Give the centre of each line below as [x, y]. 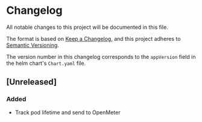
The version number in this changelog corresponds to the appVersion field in [101, 56]
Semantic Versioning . [33, 45]
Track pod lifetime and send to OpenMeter [68, 112]
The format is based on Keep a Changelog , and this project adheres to [93, 38]
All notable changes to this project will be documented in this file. [87, 27]
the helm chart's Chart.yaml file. [46, 63]
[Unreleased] [32, 82]
